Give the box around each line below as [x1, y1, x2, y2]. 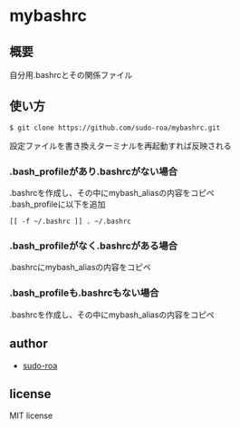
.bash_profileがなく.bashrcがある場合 [9, 239, 178, 252]
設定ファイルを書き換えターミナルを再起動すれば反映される [9, 140, 232, 151]
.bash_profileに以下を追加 [9, 199, 106, 209]
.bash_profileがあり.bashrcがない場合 [9, 165, 178, 178]
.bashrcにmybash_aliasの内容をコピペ [9, 262, 151, 273]
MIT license [9, 410, 53, 422]
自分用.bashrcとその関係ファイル [9, 70, 133, 80]
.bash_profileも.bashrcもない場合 [9, 287, 159, 299]
